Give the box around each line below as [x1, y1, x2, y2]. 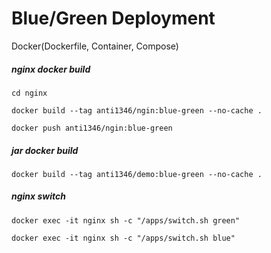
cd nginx [11, 88, 48, 98]
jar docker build [11, 144, 79, 156]
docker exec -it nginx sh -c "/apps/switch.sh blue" [11, 233, 236, 243]
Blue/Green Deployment [11, 7, 216, 30]
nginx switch [11, 190, 67, 202]
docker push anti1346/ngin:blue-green [11, 123, 173, 133]
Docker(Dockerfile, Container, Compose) [11, 40, 179, 52]
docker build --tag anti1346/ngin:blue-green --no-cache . [11, 105, 263, 116]
